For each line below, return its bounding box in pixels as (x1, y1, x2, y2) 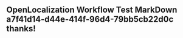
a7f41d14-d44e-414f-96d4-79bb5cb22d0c (6, 14, 174, 25)
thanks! (6, 24, 36, 34)
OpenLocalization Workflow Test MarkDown (6, 5, 178, 15)
